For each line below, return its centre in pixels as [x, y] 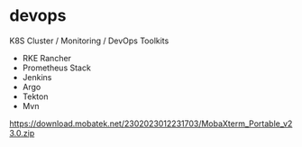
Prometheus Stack [57, 68]
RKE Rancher [47, 58]
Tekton [35, 96]
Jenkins [37, 77]
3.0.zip [22, 133]
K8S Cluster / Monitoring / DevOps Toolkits [89, 41]
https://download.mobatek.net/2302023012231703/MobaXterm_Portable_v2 [151, 124]
